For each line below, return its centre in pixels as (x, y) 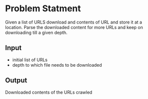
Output (16, 81)
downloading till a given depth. (36, 32)
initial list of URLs (30, 60)
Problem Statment (43, 9)
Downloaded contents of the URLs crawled (49, 92)
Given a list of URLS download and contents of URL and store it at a (74, 22)
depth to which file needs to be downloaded (57, 65)
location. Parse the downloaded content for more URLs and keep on (74, 27)
